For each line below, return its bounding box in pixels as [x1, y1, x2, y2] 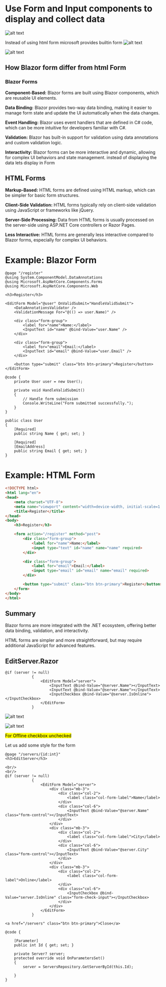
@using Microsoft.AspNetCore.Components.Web [5, 284, 98, 289]
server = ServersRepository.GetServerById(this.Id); [23, 965, 134, 970]
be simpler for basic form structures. [5, 192, 80, 198]
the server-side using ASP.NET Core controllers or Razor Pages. [5, 222, 136, 228]
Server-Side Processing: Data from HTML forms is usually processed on [5, 217, 154, 223]
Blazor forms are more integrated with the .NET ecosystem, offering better [5, 623, 157, 629]
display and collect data [5, 13, 105, 25]
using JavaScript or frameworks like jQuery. [5, 207, 94, 213]
